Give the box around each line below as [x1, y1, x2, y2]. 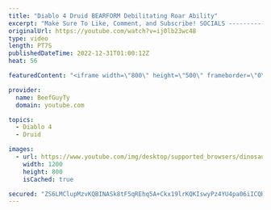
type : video [8, 34, 48, 43]
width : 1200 [23, 160, 63, 168]
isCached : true [23, 175, 74, 183]
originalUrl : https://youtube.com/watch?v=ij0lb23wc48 [8, 27, 197, 35]
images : [8, 145, 35, 153]
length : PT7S [8, 42, 52, 50]
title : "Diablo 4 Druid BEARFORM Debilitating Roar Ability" [8, 11, 219, 20]
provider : [8, 86, 42, 94]
